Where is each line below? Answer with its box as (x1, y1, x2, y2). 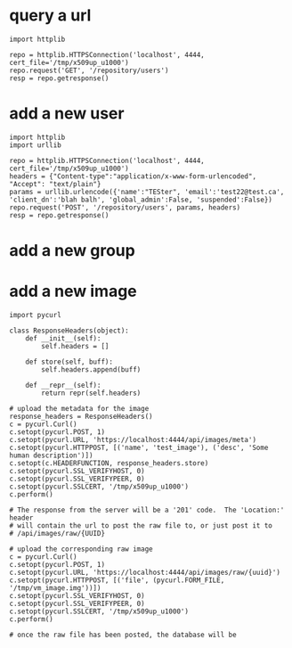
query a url (9, 5, 92, 26)
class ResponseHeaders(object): (9, 326, 129, 335)
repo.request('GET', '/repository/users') (9, 66, 169, 75)
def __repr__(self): (25, 381, 101, 390)
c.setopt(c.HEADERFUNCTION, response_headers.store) (9, 459, 209, 468)
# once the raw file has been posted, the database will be (9, 630, 238, 639)
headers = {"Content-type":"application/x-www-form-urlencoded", (9, 171, 256, 181)
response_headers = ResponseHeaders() (9, 412, 153, 421)
